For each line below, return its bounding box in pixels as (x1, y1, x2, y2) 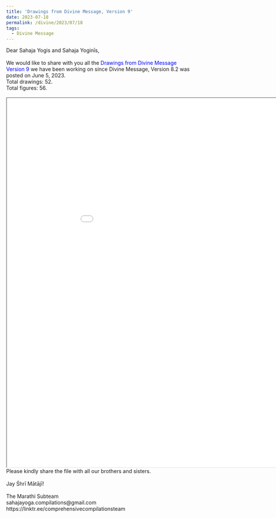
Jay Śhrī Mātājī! (6, 480, 44, 487)
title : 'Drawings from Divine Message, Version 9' (6, 8, 133, 15)
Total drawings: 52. (6, 78, 53, 86)
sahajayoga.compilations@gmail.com (6, 499, 97, 506)
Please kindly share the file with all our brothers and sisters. (6, 468, 152, 475)
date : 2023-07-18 (6, 14, 49, 20)
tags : (6, 25, 19, 31)
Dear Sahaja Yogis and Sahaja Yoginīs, (6, 47, 100, 54)
